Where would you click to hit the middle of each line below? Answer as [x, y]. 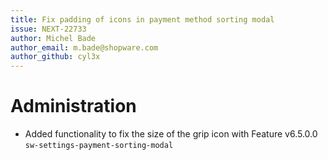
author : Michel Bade [53, 38]
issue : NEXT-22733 [48, 29]
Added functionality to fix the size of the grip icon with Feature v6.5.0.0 [171, 134]
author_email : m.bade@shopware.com [84, 47]
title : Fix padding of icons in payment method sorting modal [142, 19]
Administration [73, 106]
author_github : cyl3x [55, 57]
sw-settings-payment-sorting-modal [99, 146]
